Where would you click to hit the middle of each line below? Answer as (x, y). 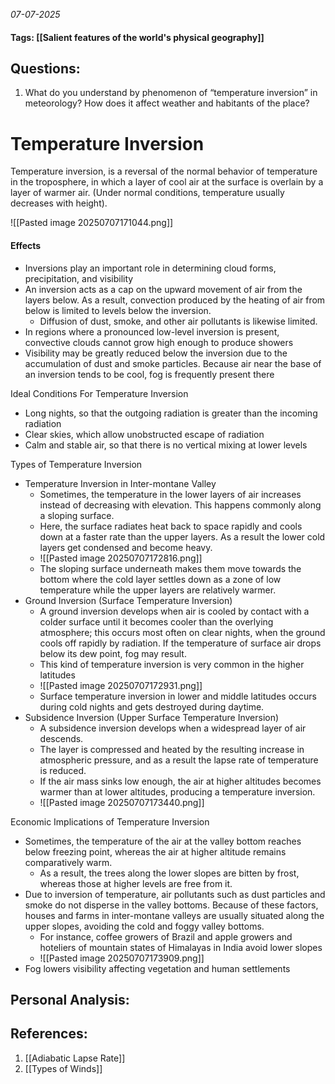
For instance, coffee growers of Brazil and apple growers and (166, 936)
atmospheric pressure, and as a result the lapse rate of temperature (179, 760)
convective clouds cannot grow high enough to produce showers (159, 342)
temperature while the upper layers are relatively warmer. (158, 590)
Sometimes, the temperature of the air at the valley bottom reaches (163, 841)
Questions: (45, 68)
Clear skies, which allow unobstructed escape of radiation (144, 434)
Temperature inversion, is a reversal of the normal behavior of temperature (164, 171)
